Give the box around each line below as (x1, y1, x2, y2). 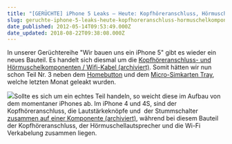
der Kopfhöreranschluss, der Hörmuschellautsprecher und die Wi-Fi (7, 122, 201, 130)
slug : (7, 17, 23, 24)
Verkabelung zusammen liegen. (7, 129, 97, 137)
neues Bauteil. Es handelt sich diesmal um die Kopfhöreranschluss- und (7, 56, 212, 64)
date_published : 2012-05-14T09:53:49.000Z (7, 23, 131, 30)
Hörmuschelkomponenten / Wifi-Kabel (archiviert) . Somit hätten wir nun (7, 63, 212, 71)
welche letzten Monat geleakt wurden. (7, 78, 116, 87)
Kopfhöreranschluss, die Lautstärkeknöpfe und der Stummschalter (7, 107, 198, 115)
